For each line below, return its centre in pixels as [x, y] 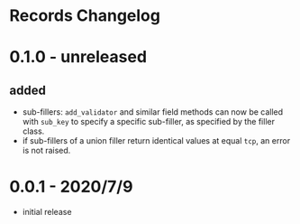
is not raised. [46, 151]
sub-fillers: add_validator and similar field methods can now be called [153, 112]
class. [33, 131]
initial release [47, 212]
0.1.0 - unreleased [78, 57]
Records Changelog [85, 16]
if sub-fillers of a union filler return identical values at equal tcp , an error [156, 141]
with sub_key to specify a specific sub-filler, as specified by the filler [148, 122]
